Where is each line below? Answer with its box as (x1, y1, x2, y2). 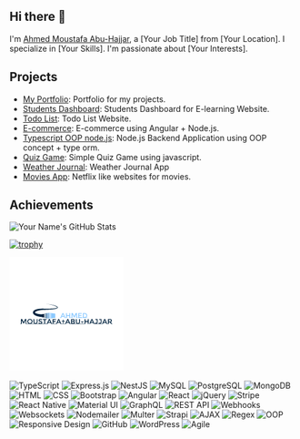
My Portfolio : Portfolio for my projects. (22, 93, 166, 105)
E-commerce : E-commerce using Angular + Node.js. (22, 122, 220, 133)
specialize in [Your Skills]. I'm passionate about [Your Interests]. (9, 43, 248, 54)
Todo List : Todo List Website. (22, 113, 132, 124)
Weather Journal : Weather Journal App (22, 161, 170, 172)
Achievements (9, 198, 94, 213)
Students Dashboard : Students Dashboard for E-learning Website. (22, 103, 270, 114)
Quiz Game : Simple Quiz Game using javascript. (22, 151, 202, 162)
